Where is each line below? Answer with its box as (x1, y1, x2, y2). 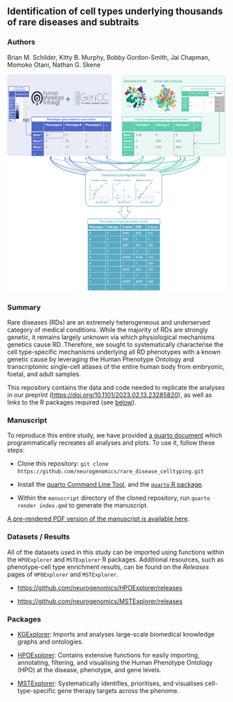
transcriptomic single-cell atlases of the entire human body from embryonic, (7, 362, 225, 370)
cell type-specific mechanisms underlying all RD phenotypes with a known (7, 348, 221, 356)
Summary (7, 302, 42, 312)
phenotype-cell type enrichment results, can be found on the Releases (7, 562, 209, 571)
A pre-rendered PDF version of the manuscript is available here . (7, 514, 190, 523)
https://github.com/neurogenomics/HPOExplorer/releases (17, 583, 182, 591)
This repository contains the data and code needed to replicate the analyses (7, 383, 225, 391)
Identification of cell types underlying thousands (7, 6, 223, 17)
